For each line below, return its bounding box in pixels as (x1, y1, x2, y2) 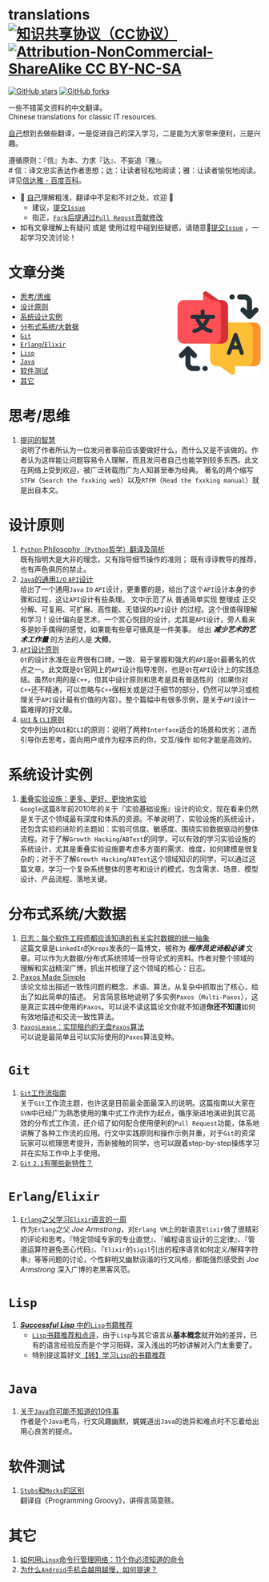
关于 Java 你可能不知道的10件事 (19, 1406, 119, 1416)
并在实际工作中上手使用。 (19, 1148, 105, 1158)
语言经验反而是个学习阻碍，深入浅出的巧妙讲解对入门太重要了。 (46, 1341, 257, 1350)
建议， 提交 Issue (31, 202, 86, 212)
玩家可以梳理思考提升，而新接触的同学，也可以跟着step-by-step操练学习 (19, 1138, 260, 1147)
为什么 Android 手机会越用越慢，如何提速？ (19, 1565, 158, 1575)
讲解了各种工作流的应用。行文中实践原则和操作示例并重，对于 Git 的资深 (19, 1128, 256, 1138)
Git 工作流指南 (19, 1088, 66, 1098)
